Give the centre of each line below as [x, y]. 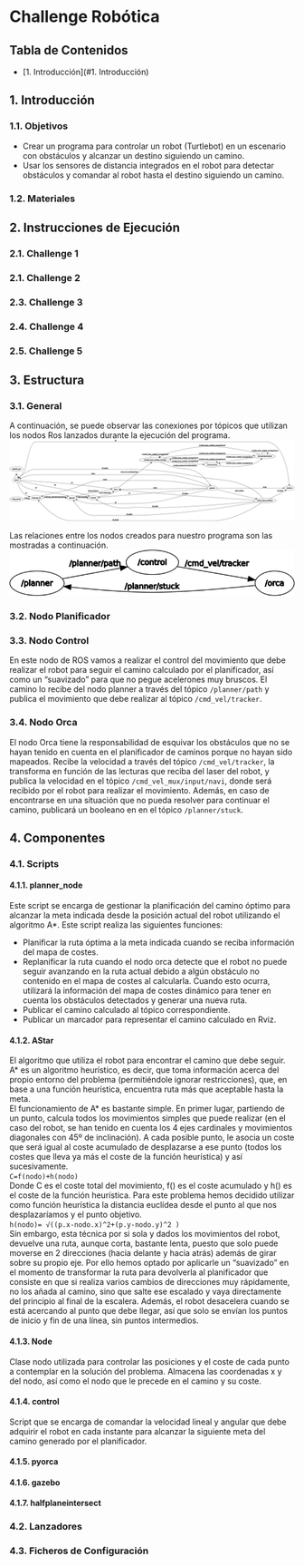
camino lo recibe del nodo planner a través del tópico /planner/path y [139, 689]
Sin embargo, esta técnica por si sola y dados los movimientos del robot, [145, 1234]
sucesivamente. [39, 1166]
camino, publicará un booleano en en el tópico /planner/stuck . [127, 810]
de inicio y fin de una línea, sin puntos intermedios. [104, 1320]
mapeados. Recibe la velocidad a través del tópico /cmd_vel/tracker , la [142, 761]
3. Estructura [47, 380]
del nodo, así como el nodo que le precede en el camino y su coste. [136, 1381]
